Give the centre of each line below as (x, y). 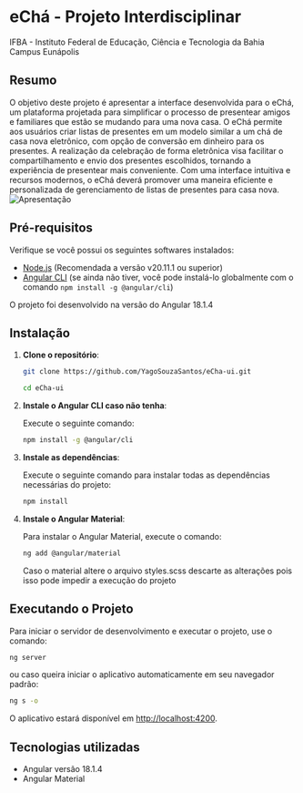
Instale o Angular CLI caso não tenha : (95, 406)
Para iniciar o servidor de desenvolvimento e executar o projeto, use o (141, 631)
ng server (28, 657)
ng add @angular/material (71, 553)
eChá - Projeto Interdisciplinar (126, 17)
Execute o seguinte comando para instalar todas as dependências (146, 475)
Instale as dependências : (71, 457)
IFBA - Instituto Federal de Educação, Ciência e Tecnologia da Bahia (137, 42)
